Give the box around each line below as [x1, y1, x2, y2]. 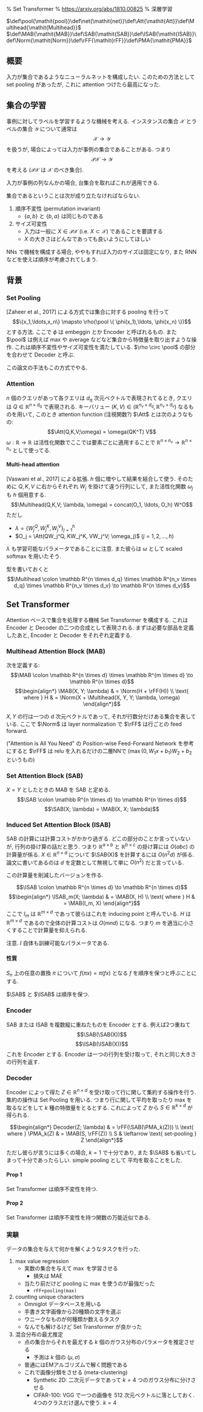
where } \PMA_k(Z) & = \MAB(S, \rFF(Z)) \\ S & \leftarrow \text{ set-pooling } [7, 1130, 197, 1137]
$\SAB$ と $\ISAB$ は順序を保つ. [6, 991, 90, 998]
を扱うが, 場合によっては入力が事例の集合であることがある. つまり [6, 145, 171, 153]
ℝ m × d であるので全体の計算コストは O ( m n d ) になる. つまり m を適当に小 [6, 918, 189, 926]
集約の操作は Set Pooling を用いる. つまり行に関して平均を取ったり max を [6, 1096, 193, 1103]
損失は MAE [33, 1272, 63, 1280]
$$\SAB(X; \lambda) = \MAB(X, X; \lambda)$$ [44, 805, 159, 813]
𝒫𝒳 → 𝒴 [91, 155, 113, 163]
